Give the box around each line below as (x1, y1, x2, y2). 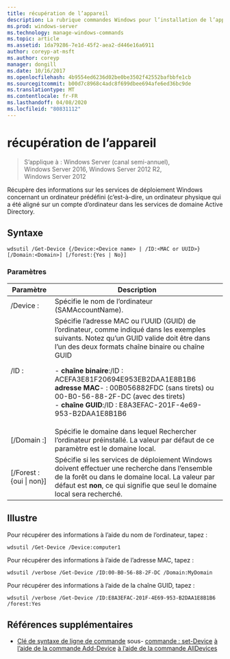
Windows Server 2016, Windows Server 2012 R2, (23, 165, 162, 173)
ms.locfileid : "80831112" (7, 105, 81, 112)
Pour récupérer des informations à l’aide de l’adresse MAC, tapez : (7, 556, 194, 564)
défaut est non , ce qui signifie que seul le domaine (54, 480, 217, 490)
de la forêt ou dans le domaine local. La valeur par (54, 472, 216, 482)
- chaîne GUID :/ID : (54, 400, 118, 410)
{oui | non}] (10, 476, 47, 486)
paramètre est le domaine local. (54, 443, 156, 453)
